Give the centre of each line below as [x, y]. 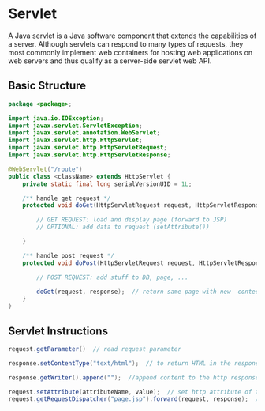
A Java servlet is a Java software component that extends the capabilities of [132, 36]
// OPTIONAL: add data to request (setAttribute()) [123, 227]
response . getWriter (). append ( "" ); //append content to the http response [134, 377]
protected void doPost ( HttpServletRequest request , [109, 263]
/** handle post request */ [68, 255]
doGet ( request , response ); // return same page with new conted [148, 292]
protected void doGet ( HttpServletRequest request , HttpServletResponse [142, 205]
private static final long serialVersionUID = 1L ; [107, 184]
